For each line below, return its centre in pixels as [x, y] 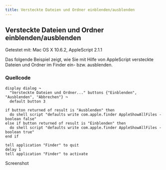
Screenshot [17, 163]
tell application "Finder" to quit [42, 145]
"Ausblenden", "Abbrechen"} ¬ [37, 97]
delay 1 [13, 149]
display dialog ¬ [23, 88]
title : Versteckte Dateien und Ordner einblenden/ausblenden [70, 10]
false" [30, 119]
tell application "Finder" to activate [47, 154]
